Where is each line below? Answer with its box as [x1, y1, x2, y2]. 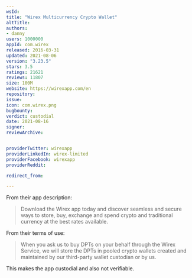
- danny [6, 31, 25, 37]
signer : [6, 124, 25, 130]
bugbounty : [6, 108, 33, 114]
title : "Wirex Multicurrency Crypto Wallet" [6, 14, 118, 20]
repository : [6, 91, 35, 97]
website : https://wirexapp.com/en [6, 86, 92, 92]
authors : [6, 25, 28, 31]
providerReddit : [6, 162, 46, 168]
